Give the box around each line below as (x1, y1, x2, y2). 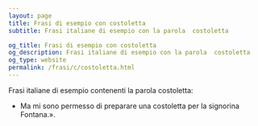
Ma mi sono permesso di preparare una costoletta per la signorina (19, 101, 240, 111)
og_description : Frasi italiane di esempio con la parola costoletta (8, 49, 251, 57)
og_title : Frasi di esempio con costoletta (8, 41, 157, 49)
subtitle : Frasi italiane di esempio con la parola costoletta (8, 26, 229, 35)
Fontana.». (19, 109, 56, 119)
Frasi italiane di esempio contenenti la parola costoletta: (8, 85, 193, 95)
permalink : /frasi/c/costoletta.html (8, 63, 135, 72)
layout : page (8, 11, 52, 20)
